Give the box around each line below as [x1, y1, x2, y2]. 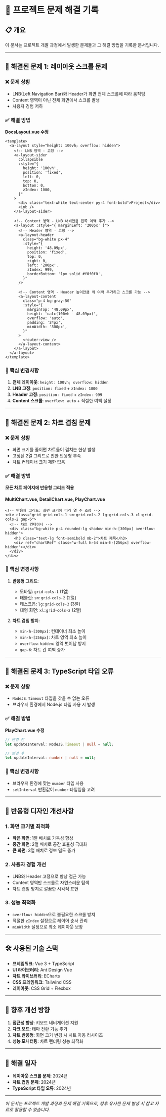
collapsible [18, 157, 43, 162]
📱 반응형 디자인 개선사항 [5, 807, 74, 815]
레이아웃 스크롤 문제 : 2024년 [12, 1073, 68, 1079]
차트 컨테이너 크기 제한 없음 [12, 459, 66, 465]
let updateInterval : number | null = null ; [5, 755, 96, 760]
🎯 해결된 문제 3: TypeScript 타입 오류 [5, 667, 114, 676]
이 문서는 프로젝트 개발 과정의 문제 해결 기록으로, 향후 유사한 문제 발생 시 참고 [5, 1101, 154, 1107]
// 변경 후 [5, 751, 25, 756]
